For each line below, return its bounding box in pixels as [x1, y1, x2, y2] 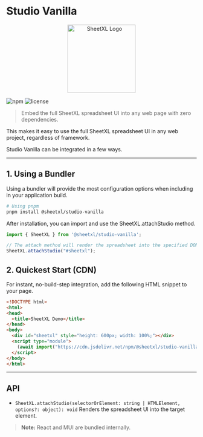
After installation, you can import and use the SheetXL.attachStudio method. [6, 220, 196, 227]
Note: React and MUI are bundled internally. [21, 424, 131, 431]
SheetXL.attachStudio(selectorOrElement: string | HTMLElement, [14, 401, 181, 407]
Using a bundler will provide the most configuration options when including [6, 185, 193, 192]
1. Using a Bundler [6, 169, 76, 179]
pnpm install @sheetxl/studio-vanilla [6, 209, 104, 215]
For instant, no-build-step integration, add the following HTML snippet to [6, 280, 187, 288]
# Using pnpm [6, 203, 39, 209]
